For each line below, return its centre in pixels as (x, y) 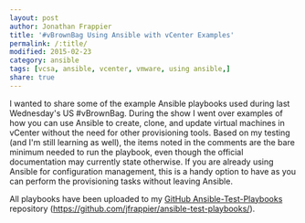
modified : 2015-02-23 (51, 52)
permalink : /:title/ (49, 43)
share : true (32, 78)
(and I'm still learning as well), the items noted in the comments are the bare (152, 142)
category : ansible (44, 60)
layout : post (34, 18)
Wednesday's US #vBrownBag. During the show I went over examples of (146, 113)
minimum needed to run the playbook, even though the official (126, 152)
